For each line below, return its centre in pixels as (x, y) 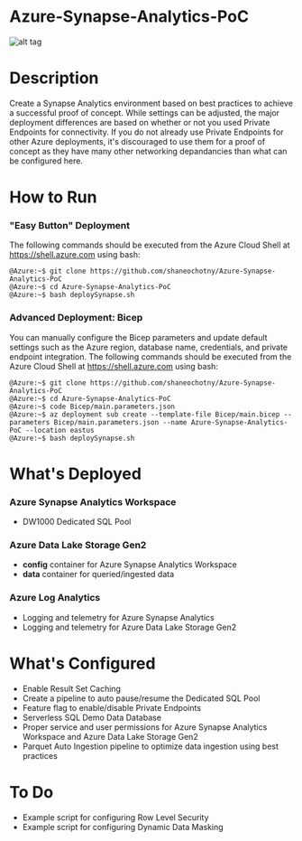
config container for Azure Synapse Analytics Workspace (129, 565)
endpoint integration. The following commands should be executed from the (151, 356)
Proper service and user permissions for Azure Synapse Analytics (145, 727)
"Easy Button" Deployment (70, 225)
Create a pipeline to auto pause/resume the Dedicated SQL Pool (141, 698)
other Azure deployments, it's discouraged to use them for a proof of (137, 141)
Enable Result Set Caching (72, 688)
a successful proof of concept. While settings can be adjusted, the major (145, 112)
